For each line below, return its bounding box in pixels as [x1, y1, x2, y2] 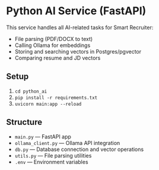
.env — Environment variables [14, 158, 88, 165]
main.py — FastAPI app [14, 133, 71, 140]
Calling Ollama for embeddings [14, 42, 91, 49]
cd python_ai [14, 88, 47, 95]
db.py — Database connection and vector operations [14, 146, 144, 153]
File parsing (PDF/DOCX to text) [14, 35, 93, 42]
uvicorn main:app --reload [14, 101, 82, 107]
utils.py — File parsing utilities [14, 152, 92, 159]
